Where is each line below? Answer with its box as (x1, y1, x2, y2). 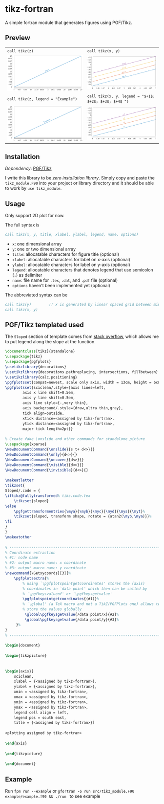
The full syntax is (5, 222, 40, 228)
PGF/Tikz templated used (5, 320, 84, 329)
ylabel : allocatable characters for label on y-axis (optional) (12, 262, 130, 268)
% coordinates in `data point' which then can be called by (22, 586, 147, 591)
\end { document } (5, 761, 36, 766)
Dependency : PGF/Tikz (5, 165, 52, 172)
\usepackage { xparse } (5, 442, 47, 447)
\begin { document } (5, 643, 41, 648)
